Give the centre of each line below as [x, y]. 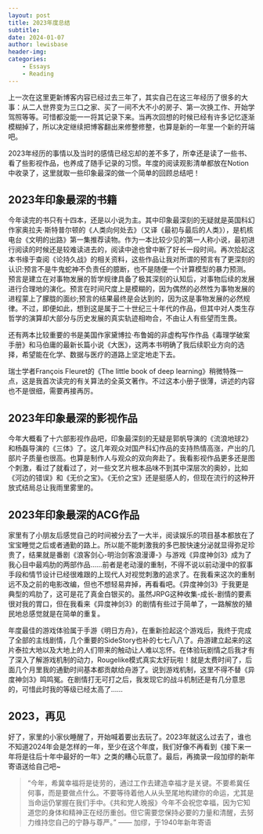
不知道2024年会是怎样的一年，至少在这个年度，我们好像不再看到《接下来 [126, 746]
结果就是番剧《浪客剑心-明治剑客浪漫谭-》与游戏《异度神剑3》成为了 [140, 555]
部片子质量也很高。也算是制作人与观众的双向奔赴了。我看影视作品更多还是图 [131, 458]
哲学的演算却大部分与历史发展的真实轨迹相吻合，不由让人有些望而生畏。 [124, 318]
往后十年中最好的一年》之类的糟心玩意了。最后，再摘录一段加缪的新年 [142, 756]
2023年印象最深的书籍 [63, 200]
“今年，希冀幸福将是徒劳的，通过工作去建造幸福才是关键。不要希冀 [135, 783]
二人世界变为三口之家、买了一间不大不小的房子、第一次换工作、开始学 [142, 107]
